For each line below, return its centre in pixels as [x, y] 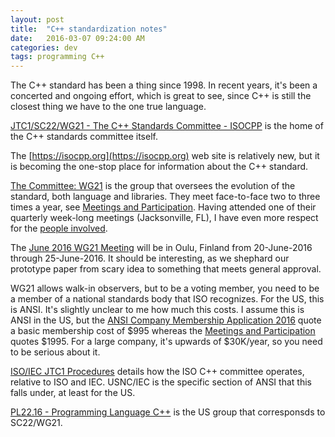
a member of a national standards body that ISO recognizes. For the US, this [167, 299]
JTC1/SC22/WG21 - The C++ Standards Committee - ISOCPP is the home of [167, 126]
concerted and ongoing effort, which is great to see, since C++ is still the [161, 96]
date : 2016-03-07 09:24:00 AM [77, 38]
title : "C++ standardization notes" [89, 29]
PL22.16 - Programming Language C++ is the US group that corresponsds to [168, 412]
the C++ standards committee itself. [84, 137]
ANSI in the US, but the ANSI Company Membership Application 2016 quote [166, 320]
